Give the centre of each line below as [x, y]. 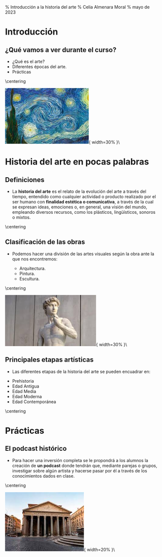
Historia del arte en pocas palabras [77, 162]
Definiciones [25, 180]
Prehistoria [23, 381]
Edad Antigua [26, 386]
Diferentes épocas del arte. [39, 67]
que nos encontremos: [35, 259]
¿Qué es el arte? [28, 61]
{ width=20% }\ [99, 549]
